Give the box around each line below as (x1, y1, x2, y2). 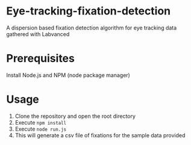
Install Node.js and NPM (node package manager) (6, 71, 131, 79)
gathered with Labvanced (6, 30, 70, 37)
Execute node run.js (14, 125, 67, 132)
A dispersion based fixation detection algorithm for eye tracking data (6, 24, 177, 31)
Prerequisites (6, 52, 75, 66)
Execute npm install (14, 119, 67, 126)
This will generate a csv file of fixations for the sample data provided (14, 131, 186, 139)
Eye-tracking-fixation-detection (6, 4, 171, 18)
